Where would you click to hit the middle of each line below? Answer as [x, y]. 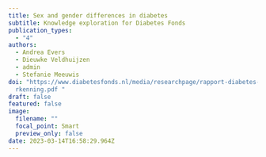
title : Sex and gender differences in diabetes [88, 15]
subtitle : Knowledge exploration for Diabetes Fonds [97, 23]
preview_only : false [49, 133]
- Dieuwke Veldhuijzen [53, 60]
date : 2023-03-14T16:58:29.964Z [61, 141]
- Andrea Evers [40, 52]
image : [19, 112]
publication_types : [40, 30]
